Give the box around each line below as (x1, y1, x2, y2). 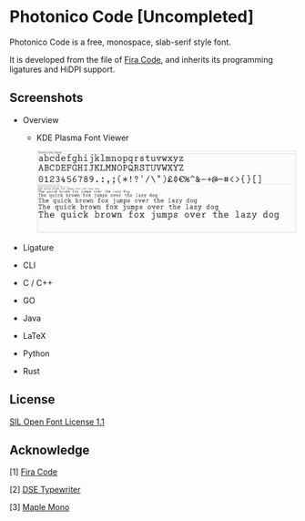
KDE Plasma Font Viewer (36, 132, 129, 143)
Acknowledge (9, 442, 90, 457)
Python (22, 348, 50, 359)
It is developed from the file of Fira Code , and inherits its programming (9, 54, 273, 65)
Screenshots (9, 90, 84, 106)
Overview (22, 114, 59, 125)
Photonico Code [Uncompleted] (9, 6, 255, 27)
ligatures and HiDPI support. (9, 64, 116, 75)
